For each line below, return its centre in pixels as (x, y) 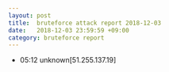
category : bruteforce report (56, 38)
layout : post (30, 15)
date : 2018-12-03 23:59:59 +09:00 (69, 30)
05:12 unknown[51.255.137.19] (68, 60)
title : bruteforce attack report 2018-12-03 (84, 23)
